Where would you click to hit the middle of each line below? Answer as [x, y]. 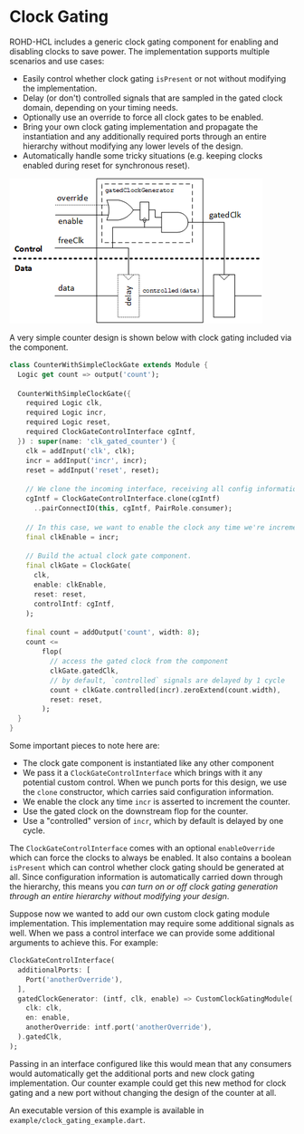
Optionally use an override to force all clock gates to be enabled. [143, 117]
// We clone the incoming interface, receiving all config [139, 489]
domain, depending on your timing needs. [100, 107]
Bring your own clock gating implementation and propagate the [140, 126]
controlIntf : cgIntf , [74, 604]
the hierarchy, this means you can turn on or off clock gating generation [144, 887]
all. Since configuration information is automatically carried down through [146, 877]
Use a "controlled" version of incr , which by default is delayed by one [153, 821]
